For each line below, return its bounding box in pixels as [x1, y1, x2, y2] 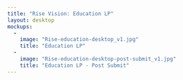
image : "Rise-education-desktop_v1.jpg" [20, 36, 139, 43]
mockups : [7, 23, 33, 30]
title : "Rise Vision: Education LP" [7, 10, 114, 17]
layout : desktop [7, 17, 54, 24]
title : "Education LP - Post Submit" [20, 62, 130, 69]
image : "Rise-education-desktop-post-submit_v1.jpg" [20, 56, 177, 63]
